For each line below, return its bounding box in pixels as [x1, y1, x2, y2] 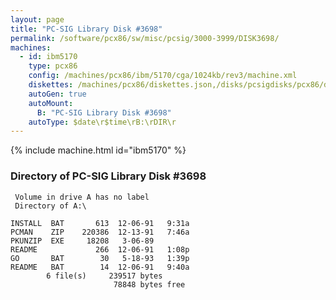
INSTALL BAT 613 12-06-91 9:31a [10, 218, 190, 228]
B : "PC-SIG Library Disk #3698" [36, 107, 172, 118]
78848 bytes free [113, 279, 186, 290]
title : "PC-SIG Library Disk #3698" [10, 24, 163, 34]
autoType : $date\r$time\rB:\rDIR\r [28, 117, 177, 127]
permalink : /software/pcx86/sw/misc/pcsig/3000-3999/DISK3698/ [10, 33, 280, 43]
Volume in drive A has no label [14, 192, 150, 202]
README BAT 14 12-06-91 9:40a [10, 262, 190, 272]
